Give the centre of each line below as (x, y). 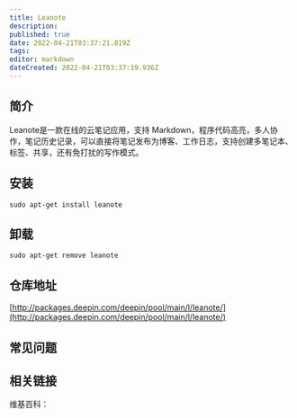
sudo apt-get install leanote (66, 205)
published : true (40, 34)
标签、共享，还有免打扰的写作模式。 (76, 152)
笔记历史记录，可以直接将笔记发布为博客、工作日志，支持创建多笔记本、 (159, 141)
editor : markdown (42, 59)
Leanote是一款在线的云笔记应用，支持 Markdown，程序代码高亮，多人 (140, 129)
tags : (19, 51)
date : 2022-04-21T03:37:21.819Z (70, 43)
